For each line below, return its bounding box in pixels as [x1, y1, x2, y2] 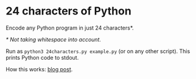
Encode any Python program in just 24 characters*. [5, 24, 135, 31]
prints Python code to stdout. [5, 54, 79, 61]
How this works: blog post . [5, 65, 73, 73]
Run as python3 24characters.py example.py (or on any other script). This [5, 47, 191, 55]
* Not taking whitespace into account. [5, 36, 102, 43]
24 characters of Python [5, 4, 131, 18]
